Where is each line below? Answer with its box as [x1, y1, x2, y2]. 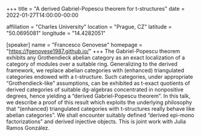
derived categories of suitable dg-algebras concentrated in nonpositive [6, 86, 184, 93]
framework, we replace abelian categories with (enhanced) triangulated [6, 67, 184, 74]
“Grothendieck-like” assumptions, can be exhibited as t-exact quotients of [6, 79, 190, 87]
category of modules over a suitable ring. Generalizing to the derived [6, 60, 178, 67]
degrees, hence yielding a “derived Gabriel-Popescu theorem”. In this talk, [6, 93, 191, 99]
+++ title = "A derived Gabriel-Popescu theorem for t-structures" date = [6, 5, 185, 12]
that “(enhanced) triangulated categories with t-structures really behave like [6, 105, 195, 112]
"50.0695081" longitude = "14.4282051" [6, 29, 106, 37]
